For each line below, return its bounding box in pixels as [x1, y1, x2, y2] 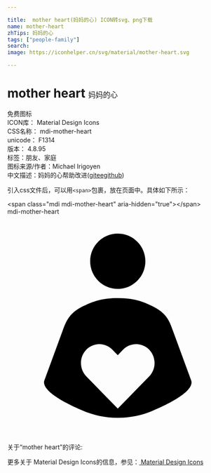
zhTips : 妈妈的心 [7, 29, 54, 36]
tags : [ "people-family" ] [7, 36, 80, 43]
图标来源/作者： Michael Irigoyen [7, 162, 101, 171]
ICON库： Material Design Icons [7, 118, 100, 126]
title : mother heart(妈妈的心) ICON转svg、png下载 [7, 16, 153, 23]
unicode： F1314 [7, 135, 55, 144]
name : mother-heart [7, 22, 64, 30]
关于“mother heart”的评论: [7, 443, 83, 451]
